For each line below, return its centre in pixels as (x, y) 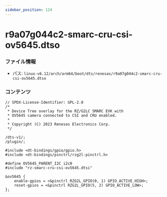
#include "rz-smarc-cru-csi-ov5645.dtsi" (49, 168)
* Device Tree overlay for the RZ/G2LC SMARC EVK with (65, 111)
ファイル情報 (21, 61)
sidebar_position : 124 (29, 10)
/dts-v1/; (15, 138)
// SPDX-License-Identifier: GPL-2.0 (44, 103)
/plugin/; (15, 142)
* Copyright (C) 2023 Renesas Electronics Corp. (59, 124)
